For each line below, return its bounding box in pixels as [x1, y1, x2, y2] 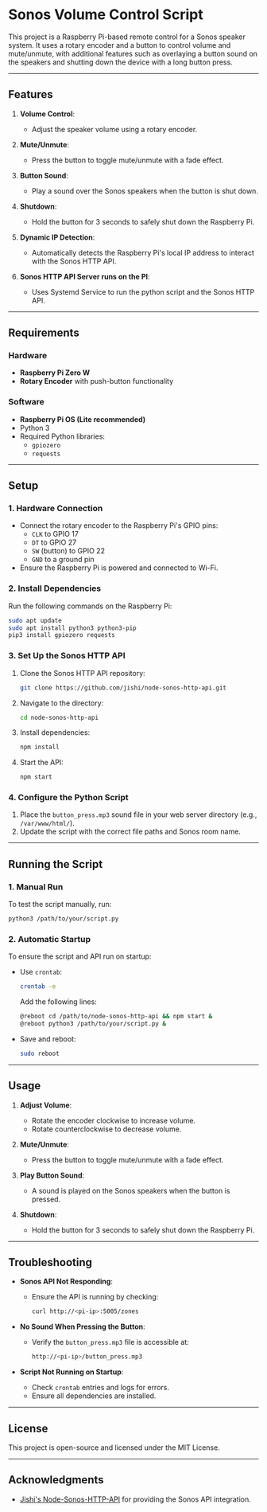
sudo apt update [8, 616, 62, 624]
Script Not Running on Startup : [19, 1367, 124, 1377]
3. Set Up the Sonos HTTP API [8, 651, 126, 662]
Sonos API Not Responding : [19, 1276, 114, 1287]
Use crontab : [19, 967, 62, 977]
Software [8, 397, 45, 408]
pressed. [31, 1194, 61, 1204]
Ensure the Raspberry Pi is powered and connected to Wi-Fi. [19, 563, 219, 572]
